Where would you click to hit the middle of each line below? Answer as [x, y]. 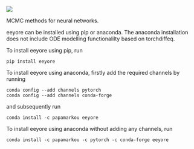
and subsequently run [34, 106]
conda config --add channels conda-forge [59, 95]
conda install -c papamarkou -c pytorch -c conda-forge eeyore [88, 140]
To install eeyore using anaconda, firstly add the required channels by [93, 73]
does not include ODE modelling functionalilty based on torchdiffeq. [91, 39]
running [16, 79]
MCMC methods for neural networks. [53, 21]
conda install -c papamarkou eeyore [52, 118]
